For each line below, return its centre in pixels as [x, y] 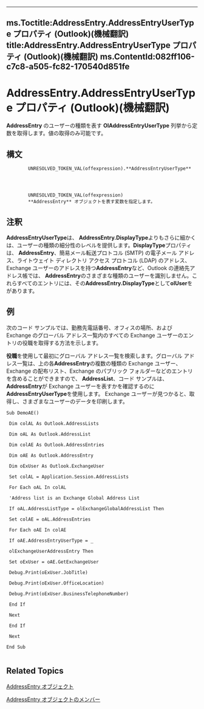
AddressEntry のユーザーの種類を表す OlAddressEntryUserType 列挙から [99, 126]
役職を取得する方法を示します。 [62, 343]
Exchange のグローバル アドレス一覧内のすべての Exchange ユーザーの [95, 335]
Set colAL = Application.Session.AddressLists [69, 477]
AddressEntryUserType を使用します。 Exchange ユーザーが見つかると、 [98, 393]
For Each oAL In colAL [38, 487]
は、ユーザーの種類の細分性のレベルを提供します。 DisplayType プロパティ [99, 245]
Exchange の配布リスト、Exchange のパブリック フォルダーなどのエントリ [100, 371]
